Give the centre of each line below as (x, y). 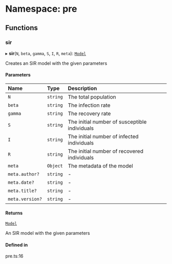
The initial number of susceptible (107, 122)
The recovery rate (89, 114)
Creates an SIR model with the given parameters (56, 63)
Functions (22, 28)
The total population (92, 97)
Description (82, 88)
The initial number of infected (103, 137)
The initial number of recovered (105, 151)
